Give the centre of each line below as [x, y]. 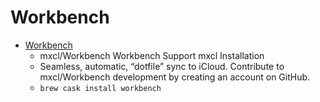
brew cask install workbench [100, 88]
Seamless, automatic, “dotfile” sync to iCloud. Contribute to [162, 66]
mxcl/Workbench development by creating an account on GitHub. [175, 77]
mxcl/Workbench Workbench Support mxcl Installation [152, 55]
